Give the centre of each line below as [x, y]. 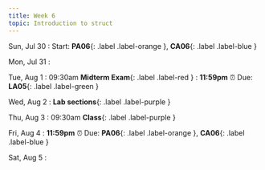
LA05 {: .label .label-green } [53, 86]
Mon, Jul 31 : [29, 62]
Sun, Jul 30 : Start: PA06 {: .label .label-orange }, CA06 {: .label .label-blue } [132, 46]
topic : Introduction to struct [61, 23]
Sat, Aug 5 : [28, 157]
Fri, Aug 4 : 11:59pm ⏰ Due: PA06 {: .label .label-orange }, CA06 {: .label [126, 132]
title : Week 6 [32, 16]
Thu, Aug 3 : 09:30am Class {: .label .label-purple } [92, 117]
